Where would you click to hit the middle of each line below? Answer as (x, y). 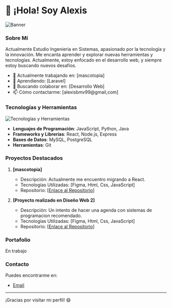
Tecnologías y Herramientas (41, 107)
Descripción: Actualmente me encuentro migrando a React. (83, 179)
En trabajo (16, 251)
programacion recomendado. (51, 216)
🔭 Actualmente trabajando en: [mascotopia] (59, 75)
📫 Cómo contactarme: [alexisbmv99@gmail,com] (66, 92)
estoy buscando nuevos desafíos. (41, 66)
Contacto (17, 264)
